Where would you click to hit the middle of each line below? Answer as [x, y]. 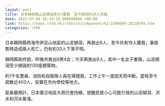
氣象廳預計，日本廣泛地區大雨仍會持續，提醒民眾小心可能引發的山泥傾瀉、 [80, 93]
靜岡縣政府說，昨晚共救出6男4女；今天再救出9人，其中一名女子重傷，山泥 [80, 59]
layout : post [18, 10]
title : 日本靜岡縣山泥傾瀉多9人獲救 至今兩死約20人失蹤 [56, 14]
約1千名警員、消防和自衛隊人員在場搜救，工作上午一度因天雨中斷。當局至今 [81, 76]
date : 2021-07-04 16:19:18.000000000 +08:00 [51, 19]
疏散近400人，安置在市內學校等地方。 [44, 82]
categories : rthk [23, 28]
